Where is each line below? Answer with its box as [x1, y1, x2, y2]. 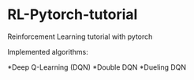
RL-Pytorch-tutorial [7, 6, 138, 24]
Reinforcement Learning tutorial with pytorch [7, 32, 153, 41]
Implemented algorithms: [7, 47, 88, 56]
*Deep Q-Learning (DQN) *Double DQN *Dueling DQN [7, 62, 187, 72]
